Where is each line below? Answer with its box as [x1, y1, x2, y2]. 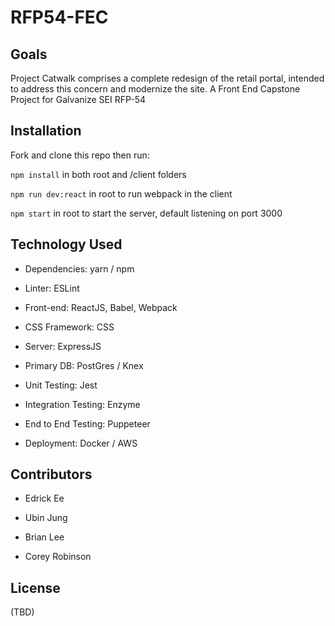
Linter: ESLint [24, 282, 80, 294]
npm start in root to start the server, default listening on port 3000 [10, 207, 283, 219]
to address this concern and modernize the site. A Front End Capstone [10, 83, 301, 95]
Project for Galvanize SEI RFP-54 [10, 94, 146, 105]
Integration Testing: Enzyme [24, 398, 141, 410]
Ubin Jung [24, 512, 68, 524]
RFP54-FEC [10, 6, 109, 29]
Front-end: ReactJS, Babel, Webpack [24, 301, 178, 313]
